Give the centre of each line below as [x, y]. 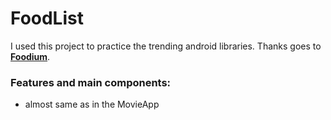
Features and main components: [91, 82]
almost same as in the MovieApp [92, 104]
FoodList [47, 18]
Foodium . [30, 56]
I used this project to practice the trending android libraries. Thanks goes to [166, 46]
